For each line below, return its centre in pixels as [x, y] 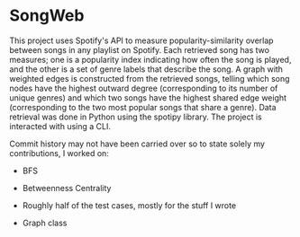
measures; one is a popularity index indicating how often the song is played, [150, 59]
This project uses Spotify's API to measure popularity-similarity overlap [141, 40]
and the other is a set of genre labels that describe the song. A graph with [146, 69]
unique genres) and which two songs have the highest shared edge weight [148, 97]
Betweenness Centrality [67, 188]
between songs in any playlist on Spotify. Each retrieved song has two [140, 49]
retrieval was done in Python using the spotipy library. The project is [136, 117]
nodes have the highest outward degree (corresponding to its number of [144, 88]
